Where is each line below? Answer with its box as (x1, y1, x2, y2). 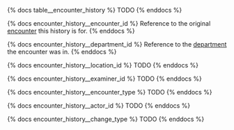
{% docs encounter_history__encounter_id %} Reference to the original (7, 19, 211, 27)
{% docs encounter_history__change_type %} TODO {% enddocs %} (7, 115, 205, 123)
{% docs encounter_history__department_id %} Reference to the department (7, 40, 227, 48)
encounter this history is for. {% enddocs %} (7, 27, 135, 35)
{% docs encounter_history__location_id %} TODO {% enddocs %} (7, 61, 199, 69)
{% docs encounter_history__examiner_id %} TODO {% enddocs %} (7, 74, 202, 83)
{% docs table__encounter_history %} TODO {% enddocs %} (7, 6, 182, 14)
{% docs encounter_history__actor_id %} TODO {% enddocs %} (7, 101, 191, 110)
